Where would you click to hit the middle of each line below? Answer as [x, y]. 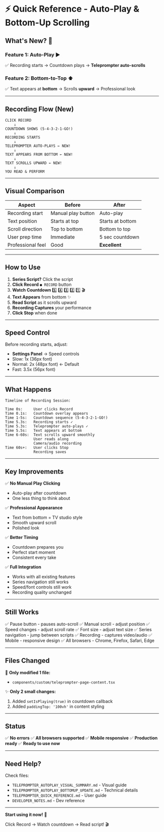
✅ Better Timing [21, 537]
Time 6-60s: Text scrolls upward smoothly [50, 435]
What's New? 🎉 [29, 41]
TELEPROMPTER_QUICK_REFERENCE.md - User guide [59, 795]
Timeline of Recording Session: [38, 401]
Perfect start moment [33, 553]
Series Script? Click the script [42, 279]
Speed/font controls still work [42, 587]
